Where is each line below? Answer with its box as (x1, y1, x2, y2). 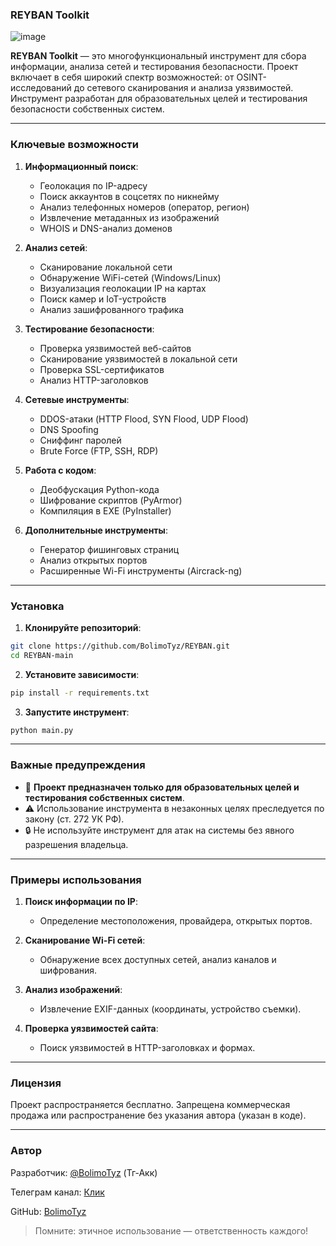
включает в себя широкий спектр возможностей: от (10, 71, 235, 83)
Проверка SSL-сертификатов (39, 363, 165, 375)
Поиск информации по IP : (24, 895, 138, 907)
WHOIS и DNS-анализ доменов (39, 222, 173, 234)
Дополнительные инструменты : (24, 524, 168, 536)
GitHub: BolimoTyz (10, 1205, 87, 1217)
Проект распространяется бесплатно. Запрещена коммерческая (10, 1099, 291, 1111)
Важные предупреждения (10, 758, 146, 772)
